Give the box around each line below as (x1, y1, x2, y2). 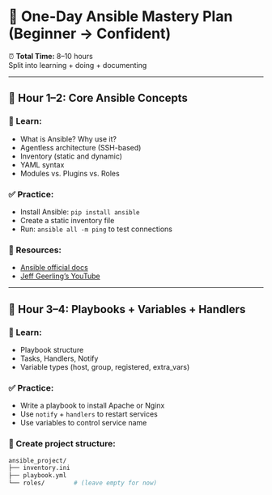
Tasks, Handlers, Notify (19, 353, 99, 363)
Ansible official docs (19, 263, 89, 273)
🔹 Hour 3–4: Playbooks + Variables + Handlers (8, 302, 246, 316)
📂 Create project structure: (8, 438, 116, 450)
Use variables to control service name (19, 418, 147, 428)
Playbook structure (19, 345, 84, 354)
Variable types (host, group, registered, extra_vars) (19, 362, 190, 371)
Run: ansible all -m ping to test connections (19, 224, 172, 234)
